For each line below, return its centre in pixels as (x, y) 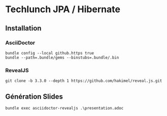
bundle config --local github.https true (50, 53)
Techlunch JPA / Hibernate (63, 9)
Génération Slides (34, 96)
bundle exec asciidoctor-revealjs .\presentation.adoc (64, 108)
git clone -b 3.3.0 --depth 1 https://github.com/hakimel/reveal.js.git (84, 81)
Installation (23, 28)
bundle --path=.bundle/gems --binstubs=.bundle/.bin (62, 57)
